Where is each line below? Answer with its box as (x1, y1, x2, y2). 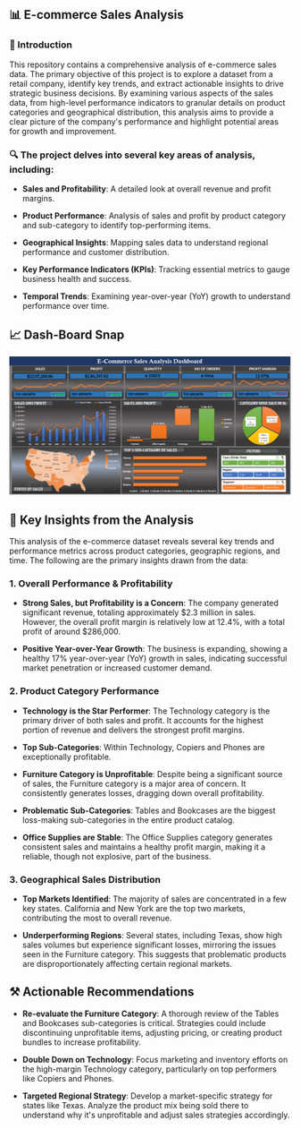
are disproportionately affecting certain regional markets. (21, 959, 232, 970)
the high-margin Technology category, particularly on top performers (21, 1064, 277, 1074)
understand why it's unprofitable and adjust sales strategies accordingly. (21, 1109, 290, 1120)
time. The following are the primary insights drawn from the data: (9, 555, 248, 566)
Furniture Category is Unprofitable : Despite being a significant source (21, 768, 283, 779)
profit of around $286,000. (21, 626, 121, 637)
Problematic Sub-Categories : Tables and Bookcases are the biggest (21, 805, 276, 816)
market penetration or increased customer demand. (21, 663, 212, 673)
